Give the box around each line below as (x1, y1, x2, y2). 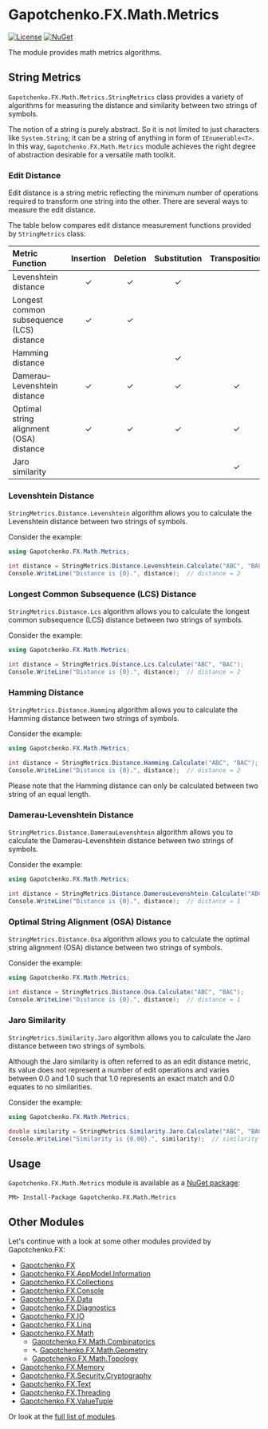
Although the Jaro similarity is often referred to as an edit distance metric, (8, 1057, 251, 1066)
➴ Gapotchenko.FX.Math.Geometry (31, 1345, 148, 1355)
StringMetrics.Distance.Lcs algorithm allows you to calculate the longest (8, 607, 250, 616)
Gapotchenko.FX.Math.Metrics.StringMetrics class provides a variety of (8, 92, 244, 102)
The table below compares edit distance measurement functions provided (8, 221, 251, 230)
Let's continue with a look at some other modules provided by (8, 1236, 211, 1246)
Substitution (154, 253, 203, 265)
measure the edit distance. (8, 205, 97, 215)
